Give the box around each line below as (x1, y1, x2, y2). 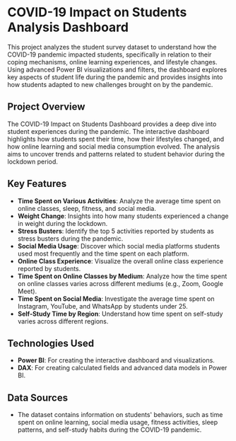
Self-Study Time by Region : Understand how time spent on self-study (17, 309, 223, 318)
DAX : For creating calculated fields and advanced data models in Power (17, 364, 228, 372)
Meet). (17, 287, 37, 295)
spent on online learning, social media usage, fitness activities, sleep (17, 418, 218, 427)
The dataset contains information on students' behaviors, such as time (17, 411, 223, 419)
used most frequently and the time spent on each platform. (17, 249, 189, 258)
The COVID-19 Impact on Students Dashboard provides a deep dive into (7, 120, 217, 128)
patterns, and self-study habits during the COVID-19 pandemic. (17, 425, 202, 434)
